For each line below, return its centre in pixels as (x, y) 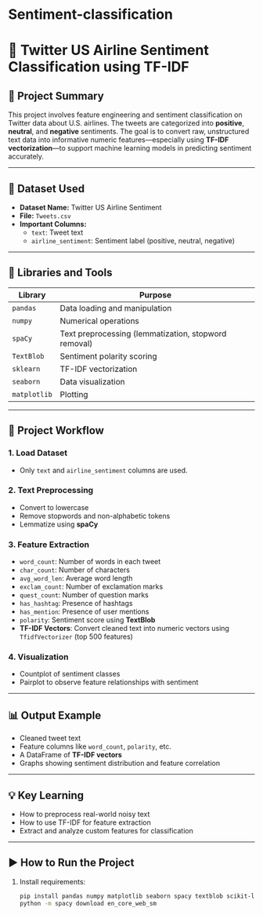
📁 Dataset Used (46, 189)
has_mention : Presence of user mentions (84, 612)
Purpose (156, 294)
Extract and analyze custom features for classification (106, 831)
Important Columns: (53, 224)
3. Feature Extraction (49, 545)
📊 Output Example (55, 715)
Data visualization (92, 381)
